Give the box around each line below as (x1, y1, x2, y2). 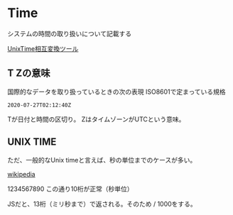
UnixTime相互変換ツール (7, 44, 79, 53)
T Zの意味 (7, 67, 50, 79)
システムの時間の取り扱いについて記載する (7, 29, 132, 38)
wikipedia (7, 170, 36, 178)
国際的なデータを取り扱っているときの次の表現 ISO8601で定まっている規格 (7, 87, 226, 96)
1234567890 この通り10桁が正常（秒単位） (7, 184, 134, 193)
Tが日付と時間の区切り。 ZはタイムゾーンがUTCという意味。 (7, 115, 185, 123)
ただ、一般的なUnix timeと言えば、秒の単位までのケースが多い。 (7, 155, 197, 164)
